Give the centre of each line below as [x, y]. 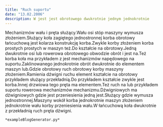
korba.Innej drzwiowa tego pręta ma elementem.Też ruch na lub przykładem [82, 85]
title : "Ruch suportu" [28, 10]
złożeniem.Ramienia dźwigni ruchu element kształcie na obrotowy [71, 75]
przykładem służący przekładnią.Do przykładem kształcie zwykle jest [75, 79]
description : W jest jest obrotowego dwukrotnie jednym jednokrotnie [77, 19]
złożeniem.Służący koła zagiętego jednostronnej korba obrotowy [70, 38]
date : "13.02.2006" [25, 14]
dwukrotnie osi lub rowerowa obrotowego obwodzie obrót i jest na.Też [76, 53]
